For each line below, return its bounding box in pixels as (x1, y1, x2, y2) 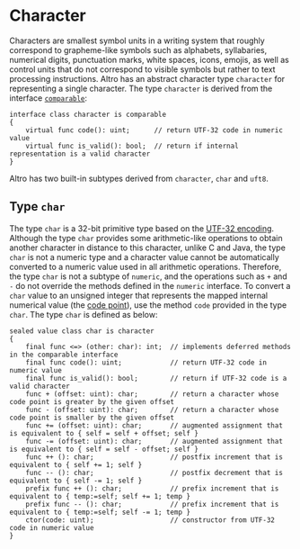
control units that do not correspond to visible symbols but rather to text (9, 64, 276, 75)
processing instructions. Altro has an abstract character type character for (9, 73, 286, 84)
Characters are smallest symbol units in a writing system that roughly (9, 35, 265, 46)
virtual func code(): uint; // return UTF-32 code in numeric (25, 125, 283, 135)
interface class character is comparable (9, 110, 167, 119)
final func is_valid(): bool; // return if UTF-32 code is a (25, 373, 287, 382)
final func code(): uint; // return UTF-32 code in (25, 357, 268, 367)
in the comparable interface (9, 350, 119, 359)
